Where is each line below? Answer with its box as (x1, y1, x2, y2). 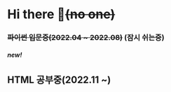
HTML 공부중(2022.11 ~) (7, 74, 111, 86)
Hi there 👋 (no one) (7, 6, 116, 22)
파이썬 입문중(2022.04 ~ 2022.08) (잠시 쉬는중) (7, 33, 165, 43)
